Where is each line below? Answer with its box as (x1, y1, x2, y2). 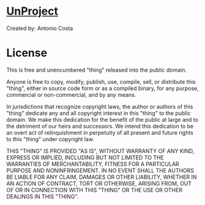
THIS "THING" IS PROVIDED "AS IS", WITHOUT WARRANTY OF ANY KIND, (6, 147, 195, 154)
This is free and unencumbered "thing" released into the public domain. (6, 66, 187, 73)
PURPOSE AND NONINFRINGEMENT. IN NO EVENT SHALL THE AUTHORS (6, 166, 195, 174)
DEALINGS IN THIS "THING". (6, 193, 79, 200)
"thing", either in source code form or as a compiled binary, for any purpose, (6, 84, 199, 92)
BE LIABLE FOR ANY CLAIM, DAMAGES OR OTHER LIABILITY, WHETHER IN (6, 173, 197, 181)
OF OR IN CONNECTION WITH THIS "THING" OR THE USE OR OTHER (6, 186, 182, 193)
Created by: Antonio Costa (6, 24, 73, 32)
